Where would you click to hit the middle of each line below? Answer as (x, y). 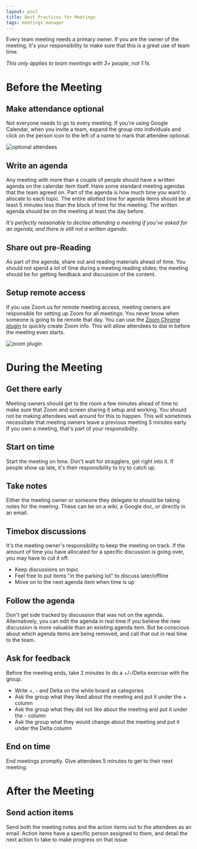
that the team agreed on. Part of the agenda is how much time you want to (96, 192)
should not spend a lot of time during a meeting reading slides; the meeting (97, 268)
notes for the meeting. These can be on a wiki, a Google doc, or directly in (96, 507)
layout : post (22, 12)
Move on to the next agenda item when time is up (74, 582)
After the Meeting (50, 791)
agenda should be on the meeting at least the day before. (76, 211)
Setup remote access (46, 293)
